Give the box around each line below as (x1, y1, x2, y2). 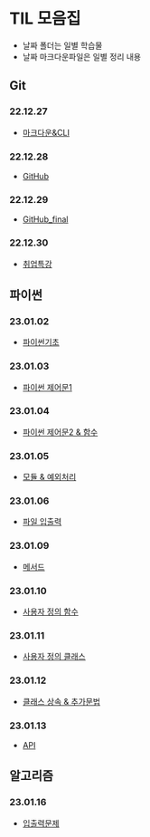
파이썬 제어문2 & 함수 (22, 427, 98, 438)
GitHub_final (22, 214, 69, 225)
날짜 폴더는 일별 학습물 (22, 40, 103, 51)
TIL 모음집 (9, 8, 81, 29)
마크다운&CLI (22, 127, 70, 138)
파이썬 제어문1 (22, 381, 72, 392)
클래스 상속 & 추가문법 (22, 696, 101, 707)
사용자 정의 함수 (22, 606, 79, 617)
